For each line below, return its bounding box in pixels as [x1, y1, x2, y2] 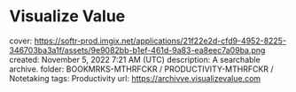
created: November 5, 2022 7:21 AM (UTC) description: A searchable [9, 54, 261, 65]
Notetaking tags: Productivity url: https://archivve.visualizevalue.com [9, 73, 261, 83]
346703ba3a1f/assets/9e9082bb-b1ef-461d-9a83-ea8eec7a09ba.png [9, 44, 266, 55]
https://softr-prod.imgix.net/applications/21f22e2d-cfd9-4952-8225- [34, 35, 286, 46]
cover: [9, 35, 33, 46]
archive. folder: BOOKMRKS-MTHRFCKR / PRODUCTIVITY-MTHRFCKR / [9, 64, 274, 74]
